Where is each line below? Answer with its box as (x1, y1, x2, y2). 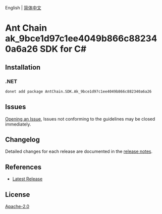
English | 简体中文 (5, 5, 42, 10)
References (5, 163, 42, 171)
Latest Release (12, 176, 43, 182)
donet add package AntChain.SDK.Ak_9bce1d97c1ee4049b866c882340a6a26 (5, 89, 152, 94)
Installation (5, 63, 41, 71)
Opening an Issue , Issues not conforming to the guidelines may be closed (5, 116, 155, 122)
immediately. (5, 121, 31, 127)
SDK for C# (40, 43, 87, 55)
